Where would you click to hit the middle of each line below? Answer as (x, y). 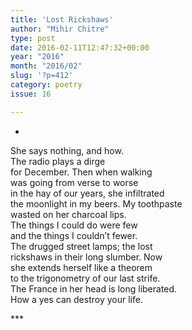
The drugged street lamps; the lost (81, 246)
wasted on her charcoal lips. (68, 214)
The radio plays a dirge (58, 161)
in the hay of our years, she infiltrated (87, 193)
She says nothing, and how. (67, 150)
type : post (33, 38)
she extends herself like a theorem (81, 267)
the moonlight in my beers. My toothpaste (96, 203)
